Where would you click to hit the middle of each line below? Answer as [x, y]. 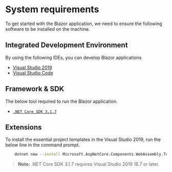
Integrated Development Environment [67, 45]
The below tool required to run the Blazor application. [61, 101]
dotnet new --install [37, 155]
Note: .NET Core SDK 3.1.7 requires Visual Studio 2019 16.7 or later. [89, 164]
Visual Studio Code [33, 73]
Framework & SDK [35, 89]
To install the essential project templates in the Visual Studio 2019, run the [83, 140]
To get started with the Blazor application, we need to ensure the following [84, 24]
